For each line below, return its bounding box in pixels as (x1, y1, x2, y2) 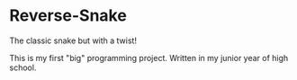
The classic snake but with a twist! (9, 35, 138, 46)
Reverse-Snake (9, 5, 128, 26)
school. (9, 62, 37, 73)
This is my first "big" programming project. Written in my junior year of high (9, 52, 289, 63)
